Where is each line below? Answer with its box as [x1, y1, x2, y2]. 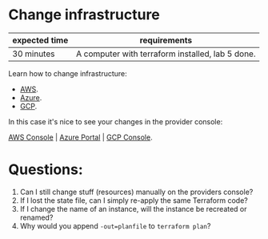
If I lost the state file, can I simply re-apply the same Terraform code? [19, 195, 248, 205]
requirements [139, 34, 193, 46]
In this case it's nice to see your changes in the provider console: [8, 116, 223, 126]
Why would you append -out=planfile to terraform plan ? [19, 221, 211, 230]
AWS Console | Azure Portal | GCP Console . [8, 132, 154, 142]
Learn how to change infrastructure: [8, 68, 128, 78]
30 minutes [12, 48, 55, 59]
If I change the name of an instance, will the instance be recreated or [19, 204, 247, 213]
